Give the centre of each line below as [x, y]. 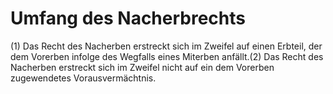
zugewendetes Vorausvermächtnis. [83, 78]
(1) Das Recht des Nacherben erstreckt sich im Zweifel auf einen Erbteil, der [166, 46]
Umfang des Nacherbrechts [128, 18]
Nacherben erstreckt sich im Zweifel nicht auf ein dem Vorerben [142, 67]
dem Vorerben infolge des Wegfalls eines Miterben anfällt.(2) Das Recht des [167, 56]
